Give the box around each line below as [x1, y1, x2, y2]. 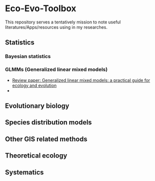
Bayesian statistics [5, 53, 51, 60]
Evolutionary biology [5, 101, 69, 110]
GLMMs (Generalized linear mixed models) [5, 66, 108, 73]
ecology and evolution [12, 82, 57, 88]
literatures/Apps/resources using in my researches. [5, 24, 108, 30]
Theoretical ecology [5, 152, 68, 160]
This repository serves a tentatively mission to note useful [5, 19, 121, 25]
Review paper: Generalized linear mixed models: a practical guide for [12, 77, 151, 83]
